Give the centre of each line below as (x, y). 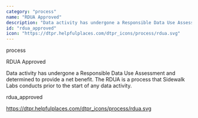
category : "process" (32, 12)
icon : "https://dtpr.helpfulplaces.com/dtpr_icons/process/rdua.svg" (93, 34)
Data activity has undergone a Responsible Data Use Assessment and (91, 73)
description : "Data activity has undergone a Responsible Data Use (91, 22)
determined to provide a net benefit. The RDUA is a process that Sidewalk (96, 80)
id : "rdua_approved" (32, 28)
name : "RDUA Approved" (34, 17)
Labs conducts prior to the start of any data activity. (69, 86)
